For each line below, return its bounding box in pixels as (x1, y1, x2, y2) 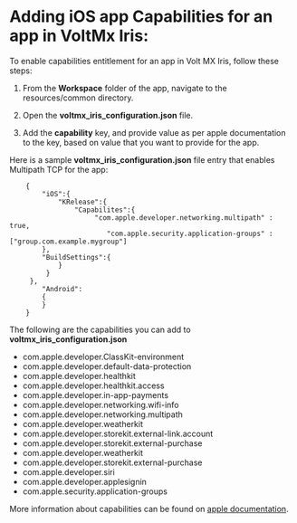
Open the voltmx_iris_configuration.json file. (22, 109, 194, 120)
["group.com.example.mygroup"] (9, 237, 128, 246)
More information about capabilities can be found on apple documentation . (9, 503, 289, 514)
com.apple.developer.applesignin (22, 476, 148, 487)
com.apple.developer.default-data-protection (22, 360, 192, 372)
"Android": (42, 284, 83, 293)
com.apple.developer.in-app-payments (22, 389, 169, 400)
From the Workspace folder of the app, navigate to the (22, 82, 228, 93)
